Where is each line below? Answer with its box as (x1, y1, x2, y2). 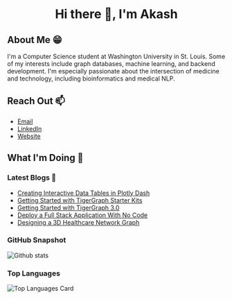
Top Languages (7, 268, 61, 278)
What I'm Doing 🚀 (7, 152, 84, 164)
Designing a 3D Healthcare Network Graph (17, 218, 140, 226)
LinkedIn (17, 124, 42, 133)
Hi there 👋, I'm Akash (55, 6, 178, 22)
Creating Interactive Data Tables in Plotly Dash (17, 189, 150, 197)
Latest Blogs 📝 (7, 173, 57, 182)
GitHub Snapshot (7, 235, 66, 245)
